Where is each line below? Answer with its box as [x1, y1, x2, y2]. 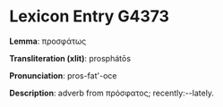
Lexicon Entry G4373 [9, 6, 170, 27]
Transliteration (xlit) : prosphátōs [9, 53, 132, 63]
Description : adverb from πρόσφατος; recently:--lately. [9, 87, 215, 98]
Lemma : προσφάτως [9, 36, 87, 46]
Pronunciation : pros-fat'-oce [9, 70, 117, 81]
